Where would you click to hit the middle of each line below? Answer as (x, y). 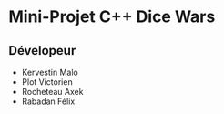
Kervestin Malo (50, 72)
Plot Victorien (47, 82)
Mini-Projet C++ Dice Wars (112, 17)
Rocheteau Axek (52, 92)
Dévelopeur (42, 51)
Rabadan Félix (48, 101)
